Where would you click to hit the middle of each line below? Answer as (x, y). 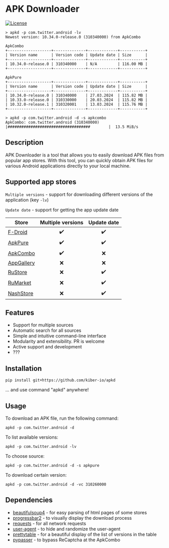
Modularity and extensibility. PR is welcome (59, 341)
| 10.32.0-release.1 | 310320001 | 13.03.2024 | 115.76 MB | (76, 104)
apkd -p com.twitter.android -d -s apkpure (52, 465)
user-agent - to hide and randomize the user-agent (67, 529)
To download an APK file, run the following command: (62, 418)
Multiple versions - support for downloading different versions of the (79, 194)
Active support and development (47, 347)
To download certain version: (36, 475)
